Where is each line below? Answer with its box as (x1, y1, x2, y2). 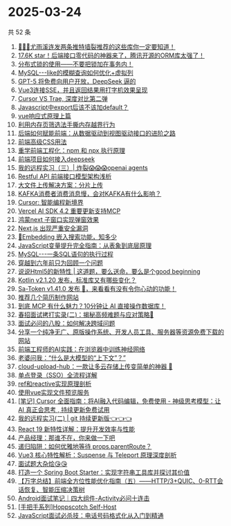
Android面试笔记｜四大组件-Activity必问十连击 (17, 494, 150, 502)
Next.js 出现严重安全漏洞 (17, 224, 89, 232)
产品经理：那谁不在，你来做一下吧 (17, 433, 115, 442)
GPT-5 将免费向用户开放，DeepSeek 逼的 (17, 77, 136, 85)
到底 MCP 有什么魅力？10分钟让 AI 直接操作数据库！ (17, 301, 167, 310)
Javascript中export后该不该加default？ (17, 103, 129, 111)
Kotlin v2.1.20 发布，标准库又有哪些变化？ (17, 276, 137, 284)
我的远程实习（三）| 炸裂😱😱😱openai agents (17, 163, 148, 171)
